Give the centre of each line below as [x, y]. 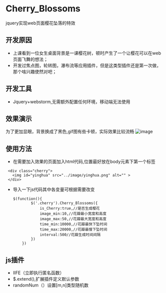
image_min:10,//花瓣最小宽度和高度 [73, 214]
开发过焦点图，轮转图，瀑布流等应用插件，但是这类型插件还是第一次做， [87, 65]
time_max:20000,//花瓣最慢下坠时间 [73, 230]
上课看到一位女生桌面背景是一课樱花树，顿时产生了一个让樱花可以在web [87, 53]
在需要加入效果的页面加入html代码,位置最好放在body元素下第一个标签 [84, 162]
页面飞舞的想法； [30, 59]
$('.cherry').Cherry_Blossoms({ [64, 203]
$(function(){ [27, 199]
